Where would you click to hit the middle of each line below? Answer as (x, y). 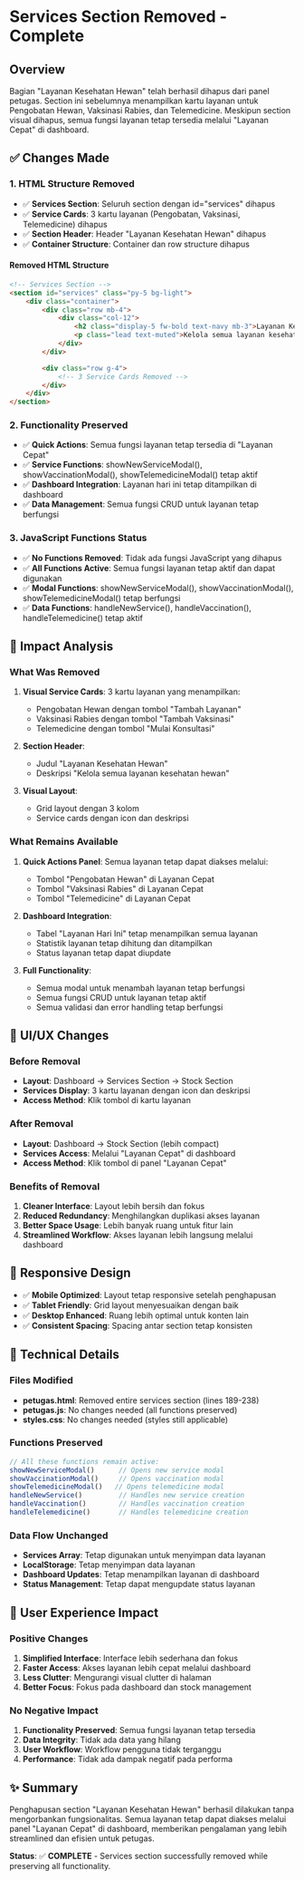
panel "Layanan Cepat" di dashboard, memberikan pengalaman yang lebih (148, 1829)
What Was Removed (55, 673)
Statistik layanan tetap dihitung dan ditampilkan (124, 943)
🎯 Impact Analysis (62, 647)
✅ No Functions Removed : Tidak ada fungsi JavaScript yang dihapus (152, 557)
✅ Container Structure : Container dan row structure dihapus (136, 244)
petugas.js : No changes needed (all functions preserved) (130, 1410)
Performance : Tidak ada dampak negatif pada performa (128, 1759)
